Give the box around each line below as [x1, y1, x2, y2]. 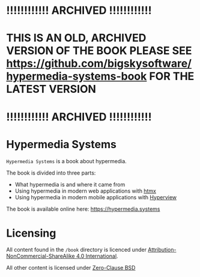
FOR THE [149, 70, 195, 83]
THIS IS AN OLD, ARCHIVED [6, 31, 147, 45]
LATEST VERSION [6, 82, 96, 96]
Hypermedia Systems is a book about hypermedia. [6, 157, 127, 164]
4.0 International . [76, 252, 118, 260]
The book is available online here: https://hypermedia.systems [6, 205, 160, 213]
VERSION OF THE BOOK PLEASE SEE [6, 44, 192, 58]
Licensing [6, 226, 56, 240]
